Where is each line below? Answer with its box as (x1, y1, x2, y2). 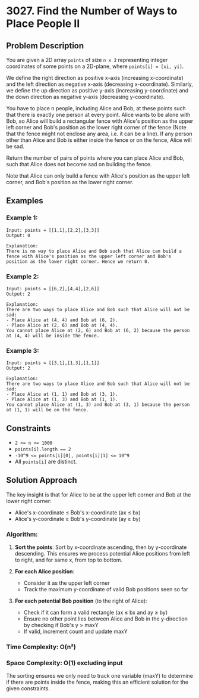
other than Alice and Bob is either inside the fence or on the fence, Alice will (6, 137, 192, 144)
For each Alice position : (14, 568, 75, 575)
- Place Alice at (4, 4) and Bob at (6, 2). (6, 317, 118, 323)
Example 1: (6, 213, 38, 222)
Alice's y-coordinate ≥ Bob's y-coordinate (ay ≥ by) (14, 515, 141, 522)
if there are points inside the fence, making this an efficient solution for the (6, 678, 189, 686)
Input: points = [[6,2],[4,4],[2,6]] (6, 286, 100, 291)
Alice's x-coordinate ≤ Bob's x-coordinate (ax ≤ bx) (14, 508, 141, 516)
